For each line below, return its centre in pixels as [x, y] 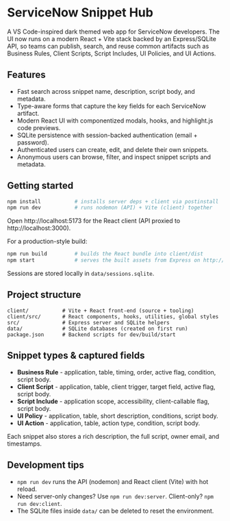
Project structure [44, 295]
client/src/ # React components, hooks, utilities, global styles [113, 316]
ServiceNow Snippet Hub [80, 13]
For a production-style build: [47, 242]
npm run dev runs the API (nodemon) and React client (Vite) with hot [113, 481]
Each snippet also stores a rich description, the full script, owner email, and [113, 436]
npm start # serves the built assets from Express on [104, 260]
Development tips [46, 465]
